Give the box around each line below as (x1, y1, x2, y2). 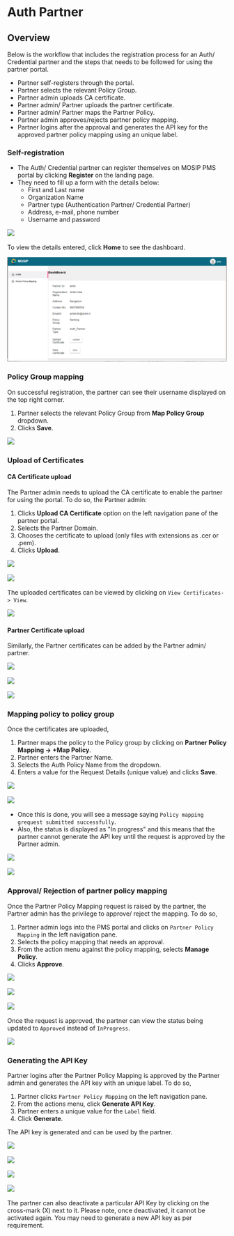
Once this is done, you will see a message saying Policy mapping (17, 811, 204, 819)
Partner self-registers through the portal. (17, 79, 134, 87)
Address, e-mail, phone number (27, 208, 120, 217)
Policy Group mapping (7, 372, 84, 382)
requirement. (7, 1221, 44, 1230)
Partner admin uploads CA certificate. (17, 93, 126, 102)
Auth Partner (7, 4, 84, 20)
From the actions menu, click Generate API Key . (17, 1100, 156, 1108)
